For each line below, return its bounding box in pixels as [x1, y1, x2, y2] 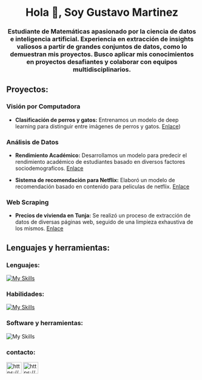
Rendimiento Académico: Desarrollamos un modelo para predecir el [15, 152, 187, 159]
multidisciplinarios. [72, 65, 132, 74]
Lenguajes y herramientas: [6, 242, 110, 253]
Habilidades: [6, 290, 44, 298]
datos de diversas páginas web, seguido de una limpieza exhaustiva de [15, 219, 194, 226]
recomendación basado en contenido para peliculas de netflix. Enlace [15, 183, 190, 191]
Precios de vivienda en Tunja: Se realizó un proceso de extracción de [15, 212, 191, 219]
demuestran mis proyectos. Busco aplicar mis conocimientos [10, 50, 194, 58]
